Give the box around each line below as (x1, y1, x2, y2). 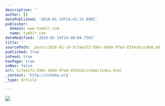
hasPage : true (5, 59, 35, 64)
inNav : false (5, 63, 33, 68)
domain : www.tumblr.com (10, 26, 59, 31)
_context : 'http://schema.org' (5, 73, 71, 78)
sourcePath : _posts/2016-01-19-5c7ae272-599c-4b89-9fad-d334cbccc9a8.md (5, 45, 160, 50)
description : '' (5, 7, 39, 13)
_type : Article (5, 77, 37, 82)
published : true (5, 49, 39, 54)
